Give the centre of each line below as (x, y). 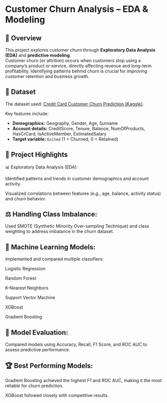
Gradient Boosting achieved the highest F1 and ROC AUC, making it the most (83, 380)
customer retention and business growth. (47, 76)
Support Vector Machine (30, 298)
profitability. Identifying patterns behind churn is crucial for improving (76, 71)
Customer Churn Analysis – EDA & (77, 9)
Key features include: (27, 113)
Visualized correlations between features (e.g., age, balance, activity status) (83, 193)
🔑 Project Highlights (37, 155)
